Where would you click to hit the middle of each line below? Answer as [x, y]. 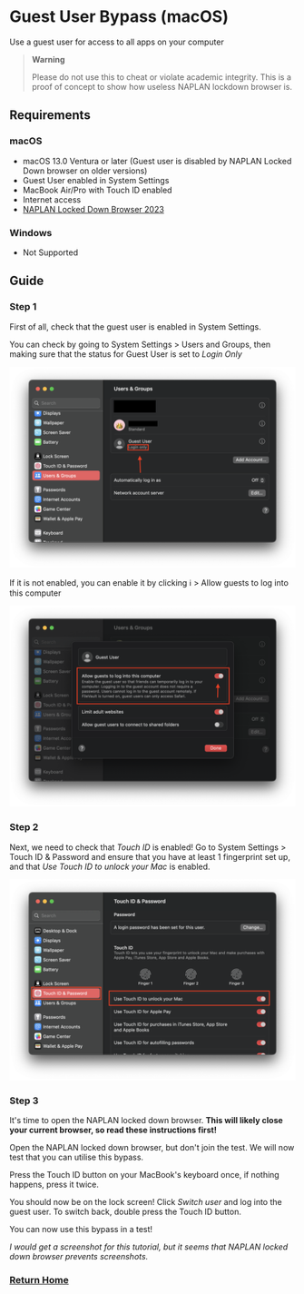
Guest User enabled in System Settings [96, 180]
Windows [31, 232]
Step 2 [24, 827]
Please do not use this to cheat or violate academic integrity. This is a [162, 77]
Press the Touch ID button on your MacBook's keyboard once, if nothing [144, 1175]
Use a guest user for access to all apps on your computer [117, 42]
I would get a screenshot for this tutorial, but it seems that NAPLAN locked [149, 1247]
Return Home [39, 1280]
